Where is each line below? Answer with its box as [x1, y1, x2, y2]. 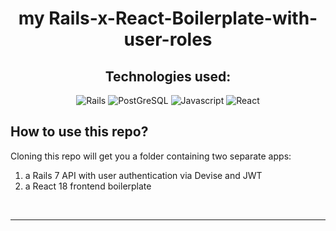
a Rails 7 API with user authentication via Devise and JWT [24, 169, 263, 181]
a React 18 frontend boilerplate [24, 180, 152, 192]
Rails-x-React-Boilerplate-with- [48, 7, 318, 30]
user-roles [123, 28, 213, 51]
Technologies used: [104, 68, 232, 85]
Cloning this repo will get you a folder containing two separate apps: [10, 150, 292, 162]
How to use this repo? [10, 123, 149, 141]
